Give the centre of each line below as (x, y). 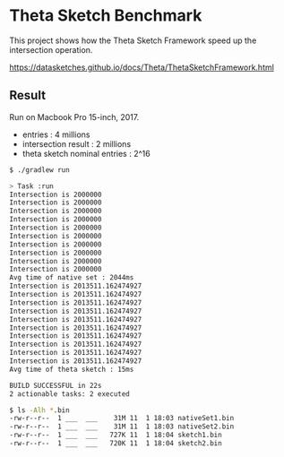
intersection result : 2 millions (77, 143)
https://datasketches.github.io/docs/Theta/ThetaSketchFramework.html (142, 67)
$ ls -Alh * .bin (39, 410)
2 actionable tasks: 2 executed (69, 394)
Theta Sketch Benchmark (106, 16)
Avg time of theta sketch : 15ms (72, 369)
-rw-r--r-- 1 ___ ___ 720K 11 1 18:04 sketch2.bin (116, 444)
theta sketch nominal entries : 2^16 (86, 153)
